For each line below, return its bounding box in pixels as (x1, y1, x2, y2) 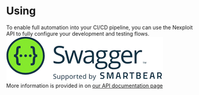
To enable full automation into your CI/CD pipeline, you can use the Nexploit (6, 24, 193, 31)
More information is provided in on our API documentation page (6, 82, 163, 89)
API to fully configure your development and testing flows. (6, 30, 149, 37)
